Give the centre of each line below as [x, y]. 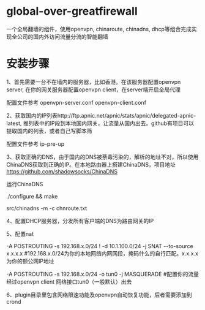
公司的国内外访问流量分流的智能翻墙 [62, 36]
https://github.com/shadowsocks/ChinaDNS [62, 171]
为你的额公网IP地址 [30, 261]
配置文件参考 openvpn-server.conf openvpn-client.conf [76, 102]
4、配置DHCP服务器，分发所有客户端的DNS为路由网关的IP [80, 221]
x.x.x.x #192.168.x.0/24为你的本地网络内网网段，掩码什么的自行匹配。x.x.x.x [102, 253]
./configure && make [32, 196]
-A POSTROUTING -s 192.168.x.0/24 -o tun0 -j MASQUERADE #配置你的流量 [103, 274]
